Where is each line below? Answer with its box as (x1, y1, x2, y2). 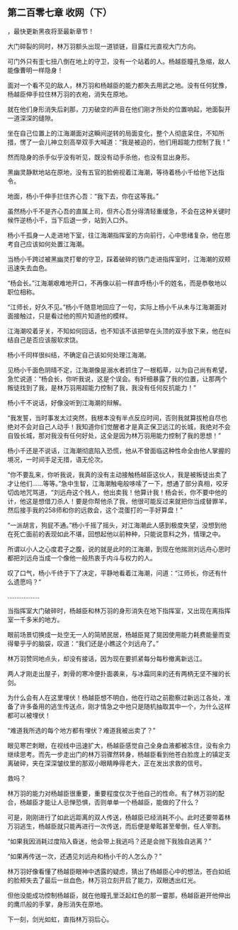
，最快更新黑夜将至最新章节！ (7, 27, 94, 35)
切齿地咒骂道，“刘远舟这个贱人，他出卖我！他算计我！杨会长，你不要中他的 (7, 488, 228, 497)
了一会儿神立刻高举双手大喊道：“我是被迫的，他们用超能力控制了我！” (25, 138, 230, 146)
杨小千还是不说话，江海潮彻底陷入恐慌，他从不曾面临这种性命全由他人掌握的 (7, 446, 231, 455)
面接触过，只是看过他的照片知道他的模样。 (7, 311, 132, 320)
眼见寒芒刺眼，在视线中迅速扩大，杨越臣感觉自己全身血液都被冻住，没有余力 (7, 741, 231, 750)
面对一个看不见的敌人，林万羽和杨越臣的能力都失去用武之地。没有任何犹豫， (7, 81, 231, 89)
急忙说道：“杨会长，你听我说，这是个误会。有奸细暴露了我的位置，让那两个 (7, 375, 228, 383)
